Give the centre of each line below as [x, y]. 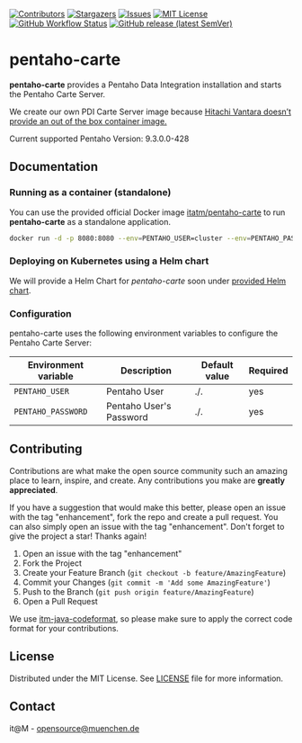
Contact [32, 707]
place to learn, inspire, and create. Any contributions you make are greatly [147, 480]
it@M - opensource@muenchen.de [75, 728]
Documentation [54, 167]
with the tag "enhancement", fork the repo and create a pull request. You [144, 516]
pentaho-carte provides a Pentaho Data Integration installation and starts [146, 85]
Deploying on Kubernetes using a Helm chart [109, 261]
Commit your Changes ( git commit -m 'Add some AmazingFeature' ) [147, 582]
